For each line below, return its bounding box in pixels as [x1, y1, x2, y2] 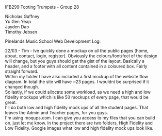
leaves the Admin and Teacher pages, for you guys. [5, 110, 108, 116]
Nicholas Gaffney [5, 14, 40, 19]
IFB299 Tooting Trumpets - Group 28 [5, 4, 79, 10]
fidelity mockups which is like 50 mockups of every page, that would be [5, 94, 149, 100]
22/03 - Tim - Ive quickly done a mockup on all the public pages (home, [5, 48, 149, 53]
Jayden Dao [5, 24, 29, 30]
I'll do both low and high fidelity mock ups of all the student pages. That [5, 104, 148, 110]
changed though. [5, 84, 40, 89]
